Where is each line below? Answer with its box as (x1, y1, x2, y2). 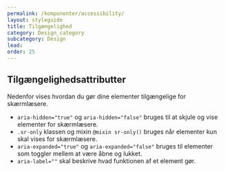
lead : (7, 42, 23, 49)
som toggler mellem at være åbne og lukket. (17, 149, 142, 158)
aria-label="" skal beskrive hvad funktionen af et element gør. (17, 156, 196, 165)
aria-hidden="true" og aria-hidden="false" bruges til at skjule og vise (17, 113, 218, 121)
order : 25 (7, 49, 36, 56)
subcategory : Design (7, 36, 67, 43)
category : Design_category (7, 29, 85, 36)
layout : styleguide (7, 17, 63, 23)
